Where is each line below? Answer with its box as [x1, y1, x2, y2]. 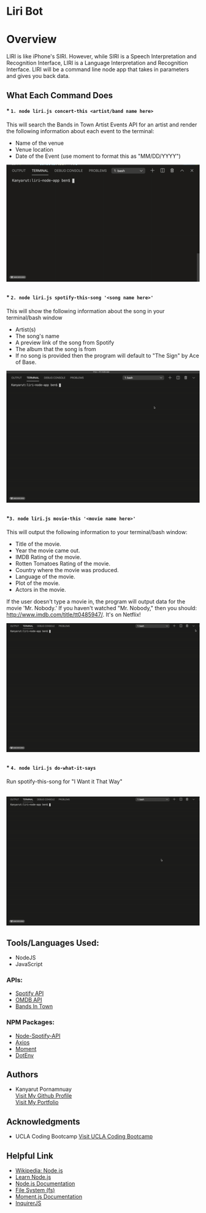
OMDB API [15, 996, 42, 1004]
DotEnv [15, 1052, 34, 1059]
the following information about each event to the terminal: [6, 127, 154, 134]
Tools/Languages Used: [6, 937, 99, 948]
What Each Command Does [6, 90, 113, 101]
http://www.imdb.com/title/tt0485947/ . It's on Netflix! [6, 611, 141, 618]
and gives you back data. [6, 72, 71, 80]
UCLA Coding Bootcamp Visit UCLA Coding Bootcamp [15, 1133, 153, 1140]
